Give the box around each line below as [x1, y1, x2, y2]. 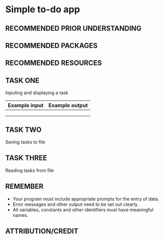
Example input [8, 102, 44, 109]
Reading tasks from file [5, 167, 54, 173]
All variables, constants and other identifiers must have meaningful [12, 206, 154, 213]
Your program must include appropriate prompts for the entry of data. [12, 195, 159, 202]
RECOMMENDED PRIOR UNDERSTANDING [5, 24, 142, 33]
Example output [48, 102, 88, 109]
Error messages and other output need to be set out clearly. [12, 201, 139, 207]
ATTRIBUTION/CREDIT [5, 227, 79, 235]
